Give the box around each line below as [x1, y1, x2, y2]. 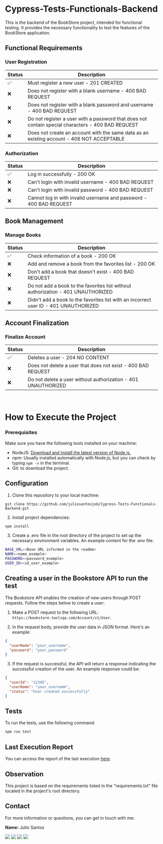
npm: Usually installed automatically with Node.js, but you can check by [12, 455, 156, 460]
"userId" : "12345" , [9, 680, 49, 685]
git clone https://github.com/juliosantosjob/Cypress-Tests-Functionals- [5, 501, 158, 507]
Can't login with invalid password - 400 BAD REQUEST [27, 186, 154, 193]
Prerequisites [5, 429, 37, 436]
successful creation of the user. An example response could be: [12, 666, 140, 672]
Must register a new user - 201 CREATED [27, 79, 123, 86]
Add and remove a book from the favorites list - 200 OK [27, 260, 155, 267]
